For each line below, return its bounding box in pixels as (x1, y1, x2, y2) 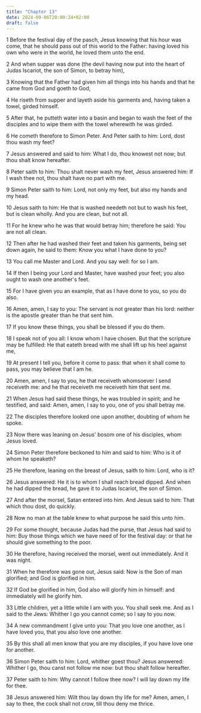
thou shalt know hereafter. (6, 157, 71, 164)
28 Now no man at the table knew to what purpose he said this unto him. (6, 514, 185, 522)
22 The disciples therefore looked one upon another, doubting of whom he (6, 413, 190, 421)
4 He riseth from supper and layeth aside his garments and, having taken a (6, 96, 190, 103)
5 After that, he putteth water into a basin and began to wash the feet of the (6, 114, 193, 121)
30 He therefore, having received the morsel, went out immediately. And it (6, 550, 188, 557)
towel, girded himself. (6, 103, 59, 110)
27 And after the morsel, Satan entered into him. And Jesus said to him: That (6, 496, 194, 504)
